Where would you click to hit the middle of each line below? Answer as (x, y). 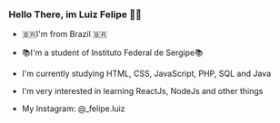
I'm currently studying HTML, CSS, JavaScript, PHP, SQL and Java (146, 74)
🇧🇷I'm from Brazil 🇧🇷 (65, 34)
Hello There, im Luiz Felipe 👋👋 (75, 14)
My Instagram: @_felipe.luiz (73, 109)
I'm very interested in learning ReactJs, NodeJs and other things (142, 91)
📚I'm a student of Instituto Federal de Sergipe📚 (112, 52)
